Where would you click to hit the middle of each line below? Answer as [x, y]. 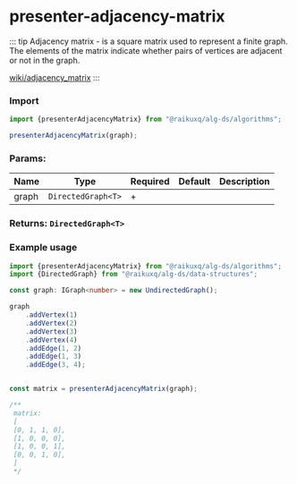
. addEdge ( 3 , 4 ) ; [56, 365]
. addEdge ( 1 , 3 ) [54, 357]
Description [244, 182]
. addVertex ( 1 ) [51, 315]
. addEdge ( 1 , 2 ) [54, 348]
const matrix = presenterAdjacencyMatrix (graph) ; [104, 389]
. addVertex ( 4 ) [51, 340]
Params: [28, 158]
